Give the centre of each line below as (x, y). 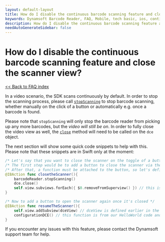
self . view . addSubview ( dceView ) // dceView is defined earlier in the (87, 211)
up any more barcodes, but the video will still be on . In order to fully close (79, 127)
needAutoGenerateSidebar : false (38, 28)
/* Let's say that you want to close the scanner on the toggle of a (78, 161)
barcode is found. (23, 112)
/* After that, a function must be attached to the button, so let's (78, 170)
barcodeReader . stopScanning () (45, 179)
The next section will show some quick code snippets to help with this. (77, 147)
